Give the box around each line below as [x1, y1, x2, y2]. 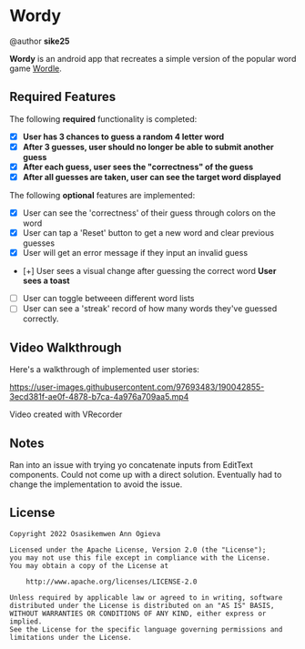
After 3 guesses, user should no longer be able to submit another [22, 141, 275, 152]
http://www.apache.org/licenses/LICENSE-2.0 [25, 577, 198, 586]
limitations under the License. [9, 633, 132, 642]
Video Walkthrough [9, 340, 122, 355]
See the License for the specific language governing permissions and [9, 624, 283, 634]
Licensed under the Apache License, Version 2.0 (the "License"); [9, 545, 267, 554]
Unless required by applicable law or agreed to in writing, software [9, 593, 283, 602]
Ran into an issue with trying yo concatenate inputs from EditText [9, 459, 253, 470]
